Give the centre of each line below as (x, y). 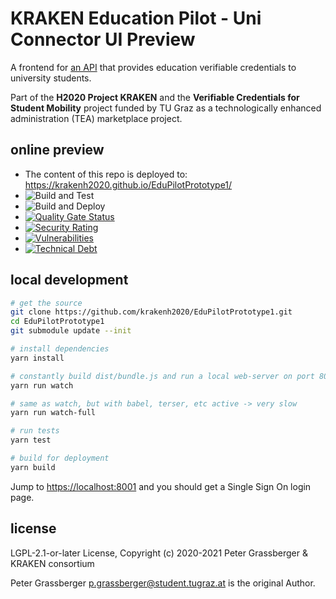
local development (69, 280)
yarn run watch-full (53, 413)
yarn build (33, 467)
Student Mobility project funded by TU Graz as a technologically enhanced (166, 108)
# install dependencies (60, 349)
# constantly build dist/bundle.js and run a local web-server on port (162, 376)
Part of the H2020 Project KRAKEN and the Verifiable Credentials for (155, 97)
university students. (51, 78)
